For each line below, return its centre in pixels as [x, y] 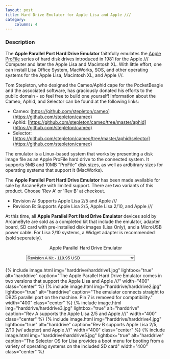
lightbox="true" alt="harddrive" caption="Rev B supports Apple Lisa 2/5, [81, 324]
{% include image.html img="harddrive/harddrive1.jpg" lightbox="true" [79, 270]
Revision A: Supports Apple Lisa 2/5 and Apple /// [65, 200]
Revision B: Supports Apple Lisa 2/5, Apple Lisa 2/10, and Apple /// [83, 206]
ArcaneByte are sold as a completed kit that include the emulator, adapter [83, 221]
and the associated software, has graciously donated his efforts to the [79, 91]
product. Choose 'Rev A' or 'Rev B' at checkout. [55, 191]
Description [20, 42]
